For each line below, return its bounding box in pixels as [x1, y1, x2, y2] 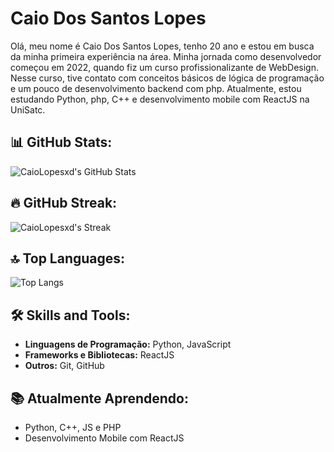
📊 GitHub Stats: [10, 134, 113, 151]
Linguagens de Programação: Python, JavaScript [24, 338, 232, 351]
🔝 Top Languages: [10, 250, 126, 267]
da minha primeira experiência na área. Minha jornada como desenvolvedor [10, 50, 322, 62]
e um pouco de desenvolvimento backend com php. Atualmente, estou [10, 82, 302, 94]
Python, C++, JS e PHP [24, 422, 122, 433]
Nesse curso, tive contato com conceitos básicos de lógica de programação [10, 72, 325, 84]
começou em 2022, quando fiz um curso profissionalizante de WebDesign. [10, 61, 319, 73]
